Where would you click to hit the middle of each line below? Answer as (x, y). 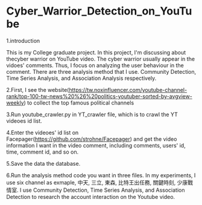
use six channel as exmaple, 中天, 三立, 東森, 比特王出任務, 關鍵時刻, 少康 (97, 182)
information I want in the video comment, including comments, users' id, (96, 145)
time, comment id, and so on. (43, 152)
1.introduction (23, 41)
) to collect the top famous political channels (79, 102)
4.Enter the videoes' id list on (43, 132)
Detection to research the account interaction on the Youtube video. (91, 197)
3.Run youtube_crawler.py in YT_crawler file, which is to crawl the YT (92, 114)
